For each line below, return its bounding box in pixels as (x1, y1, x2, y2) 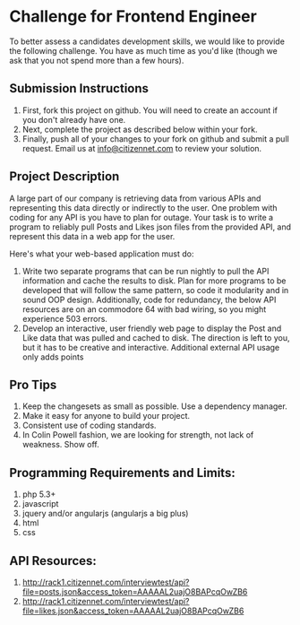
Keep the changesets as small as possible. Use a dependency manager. (21, 401, 288, 412)
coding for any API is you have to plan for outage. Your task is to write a (9, 212, 274, 222)
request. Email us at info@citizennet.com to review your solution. (21, 143, 262, 153)
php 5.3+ (21, 489, 56, 499)
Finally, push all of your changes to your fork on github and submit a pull (21, 133, 289, 144)
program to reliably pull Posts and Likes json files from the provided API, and (9, 221, 292, 232)
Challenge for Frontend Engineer (9, 6, 257, 27)
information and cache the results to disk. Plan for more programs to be (21, 275, 287, 286)
